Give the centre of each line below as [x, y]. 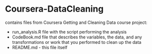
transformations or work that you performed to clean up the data [77, 42]
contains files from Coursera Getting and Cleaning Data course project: [76, 22]
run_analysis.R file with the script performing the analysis [69, 32]
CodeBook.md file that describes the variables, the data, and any [77, 37]
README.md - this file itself [40, 47]
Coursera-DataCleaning [54, 9]
